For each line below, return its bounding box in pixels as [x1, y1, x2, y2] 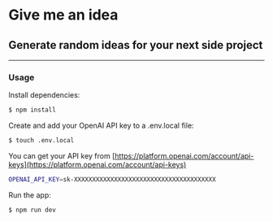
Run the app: [8, 189, 51, 200]
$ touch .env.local [8, 137, 75, 145]
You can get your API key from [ [8, 151, 115, 161]
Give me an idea [8, 6, 119, 24]
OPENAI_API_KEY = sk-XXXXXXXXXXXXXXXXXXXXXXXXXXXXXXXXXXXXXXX [8, 176, 217, 184]
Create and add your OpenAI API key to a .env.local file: [8, 120, 194, 131]
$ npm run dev [8, 206, 57, 214]
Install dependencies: [8, 90, 80, 100]
